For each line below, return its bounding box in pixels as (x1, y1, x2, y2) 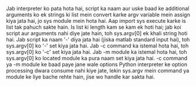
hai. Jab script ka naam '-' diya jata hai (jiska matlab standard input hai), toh (6, 36, 190, 43)
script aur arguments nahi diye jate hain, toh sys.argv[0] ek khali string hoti (6, 30, 188, 37)
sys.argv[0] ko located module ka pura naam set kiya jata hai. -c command (6, 55, 188, 61)
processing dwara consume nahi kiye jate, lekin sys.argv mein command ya (6, 67, 190, 74)
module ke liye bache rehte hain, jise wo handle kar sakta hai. (6, 73, 155, 80)
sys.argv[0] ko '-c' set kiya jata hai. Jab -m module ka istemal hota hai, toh (6, 49, 187, 55)
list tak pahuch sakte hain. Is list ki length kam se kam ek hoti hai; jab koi (6, 23, 181, 30)
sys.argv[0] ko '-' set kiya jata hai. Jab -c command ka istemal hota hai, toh (6, 42, 189, 49)
